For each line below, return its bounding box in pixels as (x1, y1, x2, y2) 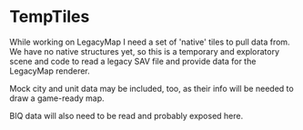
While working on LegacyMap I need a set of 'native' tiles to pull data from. (9, 36, 290, 47)
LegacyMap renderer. (9, 65, 91, 76)
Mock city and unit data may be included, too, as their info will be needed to (9, 83, 294, 94)
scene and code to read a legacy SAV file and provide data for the (9, 55, 257, 66)
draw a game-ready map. (9, 93, 105, 104)
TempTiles (9, 6, 90, 27)
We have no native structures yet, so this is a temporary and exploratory (9, 45, 280, 56)
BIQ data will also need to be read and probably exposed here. (9, 110, 244, 121)
